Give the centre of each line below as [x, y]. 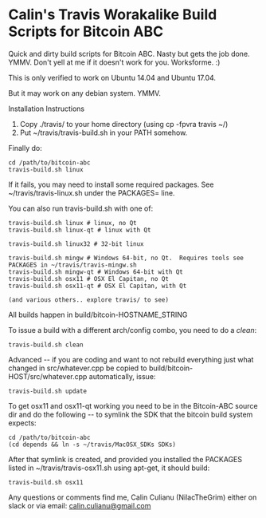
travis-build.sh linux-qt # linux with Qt [80, 230]
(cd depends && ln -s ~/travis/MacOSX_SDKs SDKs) [92, 445]
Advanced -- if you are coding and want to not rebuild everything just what [131, 359]
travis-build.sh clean [46, 345]
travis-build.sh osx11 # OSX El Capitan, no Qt [89, 279]
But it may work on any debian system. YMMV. [85, 93]
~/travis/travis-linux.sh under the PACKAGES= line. [92, 192]
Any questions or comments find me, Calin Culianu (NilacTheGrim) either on [133, 497]
